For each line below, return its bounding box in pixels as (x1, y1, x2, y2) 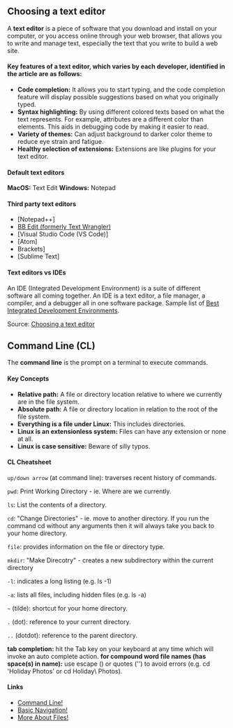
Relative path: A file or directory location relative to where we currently (17, 390, 223, 398)
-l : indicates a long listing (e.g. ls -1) (7, 576, 112, 585)
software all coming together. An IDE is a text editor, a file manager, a (7, 291, 206, 300)
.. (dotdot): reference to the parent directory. (7, 631, 138, 639)
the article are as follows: (7, 70, 82, 78)
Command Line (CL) (7, 340, 96, 352)
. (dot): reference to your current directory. (7, 618, 131, 626)
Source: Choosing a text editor (7, 319, 96, 328)
